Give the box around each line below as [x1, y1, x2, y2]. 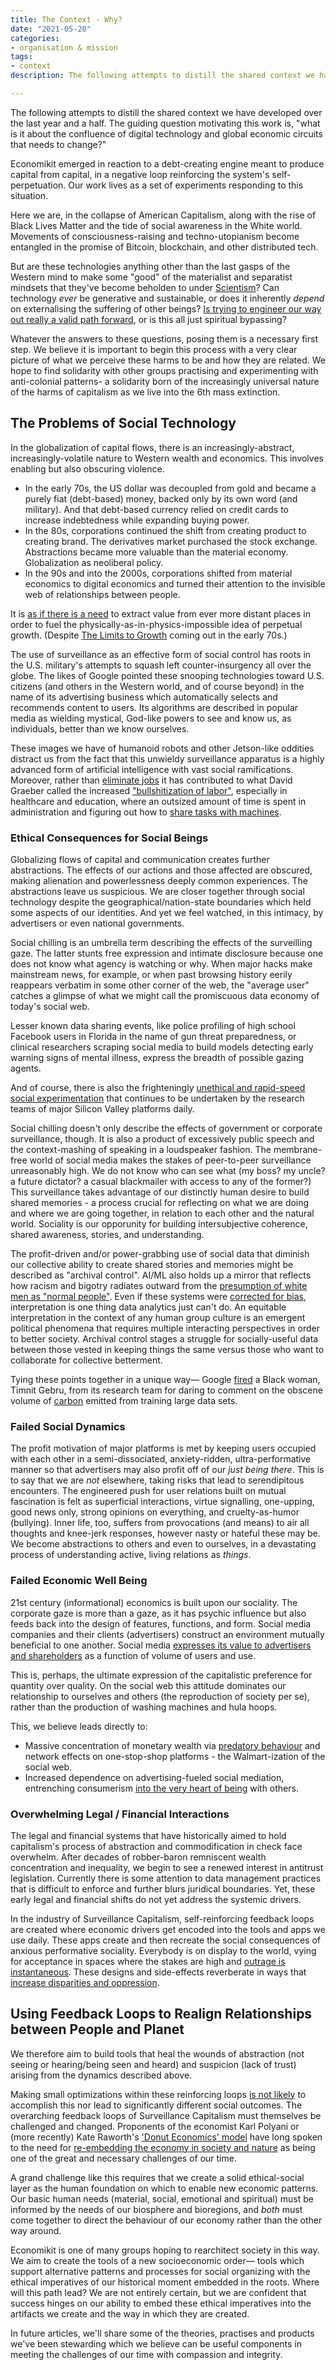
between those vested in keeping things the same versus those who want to [10, 1343, 325, 1355]
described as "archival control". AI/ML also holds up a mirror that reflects [10, 1269, 312, 1281]
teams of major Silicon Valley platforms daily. [10, 1102, 195, 1115]
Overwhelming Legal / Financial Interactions [10, 1807, 230, 1821]
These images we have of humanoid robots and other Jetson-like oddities [10, 742, 315, 754]
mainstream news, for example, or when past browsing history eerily [10, 968, 293, 980]
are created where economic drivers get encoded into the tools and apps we [10, 1923, 326, 1935]
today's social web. [10, 1000, 90, 1012]
